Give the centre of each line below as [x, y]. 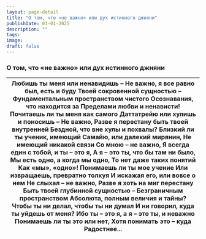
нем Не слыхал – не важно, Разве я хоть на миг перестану [103, 183]
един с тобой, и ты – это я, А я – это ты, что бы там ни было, [103, 153]
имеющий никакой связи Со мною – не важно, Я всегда [103, 145]
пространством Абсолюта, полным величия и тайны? [103, 199]
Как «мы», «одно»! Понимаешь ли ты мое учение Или [103, 168]
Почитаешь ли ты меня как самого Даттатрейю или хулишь [103, 114]
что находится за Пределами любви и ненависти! [103, 107]
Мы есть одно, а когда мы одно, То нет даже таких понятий [103, 160]
